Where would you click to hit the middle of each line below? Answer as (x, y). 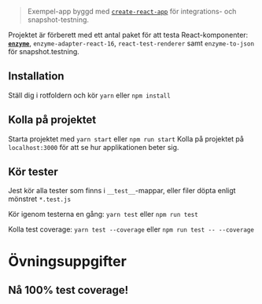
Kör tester (33, 172)
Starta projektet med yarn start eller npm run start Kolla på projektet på (126, 139)
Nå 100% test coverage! (68, 290)
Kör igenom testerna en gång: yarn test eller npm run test (103, 214)
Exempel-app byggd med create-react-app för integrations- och (132, 11)
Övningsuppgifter (68, 261)
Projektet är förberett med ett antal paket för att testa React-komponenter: (128, 35)
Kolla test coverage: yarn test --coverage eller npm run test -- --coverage (131, 229)
